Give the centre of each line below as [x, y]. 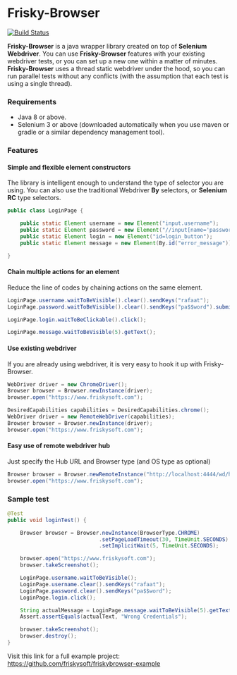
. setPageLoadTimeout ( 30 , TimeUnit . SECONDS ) [164, 539]
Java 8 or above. [42, 117]
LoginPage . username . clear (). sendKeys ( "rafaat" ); [93, 584]
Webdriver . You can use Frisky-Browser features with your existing [106, 54]
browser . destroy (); [49, 636]
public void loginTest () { [47, 520]
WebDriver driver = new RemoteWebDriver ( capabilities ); [91, 417]
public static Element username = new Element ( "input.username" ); [120, 223]
